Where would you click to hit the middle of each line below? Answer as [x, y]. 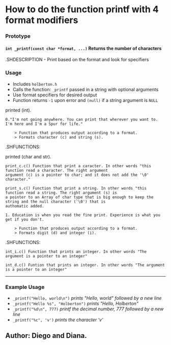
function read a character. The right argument [57, 170]
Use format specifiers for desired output [55, 95]
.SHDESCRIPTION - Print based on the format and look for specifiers [77, 60]
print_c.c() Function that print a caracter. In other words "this [78, 166]
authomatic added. [25, 206]
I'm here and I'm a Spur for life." [44, 124]
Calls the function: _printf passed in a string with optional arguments [85, 89]
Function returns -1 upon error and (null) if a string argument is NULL [85, 100]
